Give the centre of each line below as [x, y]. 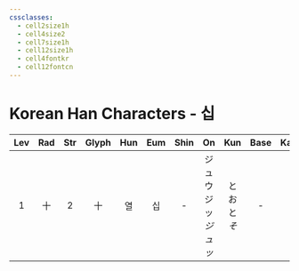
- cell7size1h [43, 42]
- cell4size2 [41, 34]
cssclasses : [31, 17]
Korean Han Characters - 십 [112, 114]
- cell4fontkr [43, 59]
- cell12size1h [45, 51]
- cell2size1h [43, 26]
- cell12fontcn [45, 68]
